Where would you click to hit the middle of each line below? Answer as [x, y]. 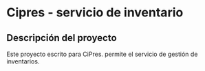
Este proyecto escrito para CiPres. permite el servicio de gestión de [102, 54]
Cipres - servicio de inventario [95, 13]
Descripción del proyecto [62, 38]
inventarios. [23, 61]
